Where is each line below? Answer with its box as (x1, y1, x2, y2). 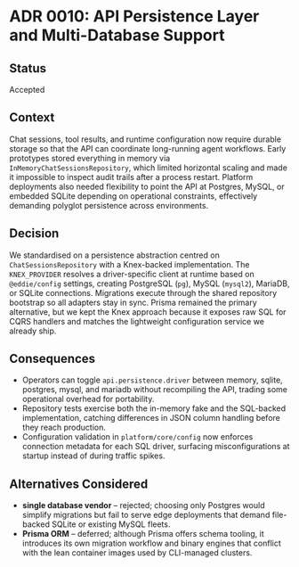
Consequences (9, 351, 96, 366)
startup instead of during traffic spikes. (21, 450, 166, 461)
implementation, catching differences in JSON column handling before (21, 413, 280, 423)
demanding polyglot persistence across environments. (9, 200, 209, 210)
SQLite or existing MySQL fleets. (52, 519, 171, 530)
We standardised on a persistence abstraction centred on (9, 250, 220, 260)
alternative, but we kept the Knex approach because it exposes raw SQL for (9, 306, 287, 317)
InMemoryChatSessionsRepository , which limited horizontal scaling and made (9, 162, 287, 173)
